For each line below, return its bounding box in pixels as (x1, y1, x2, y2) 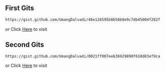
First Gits (5, 4, 34, 12)
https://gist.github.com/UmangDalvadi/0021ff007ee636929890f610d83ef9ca (5, 54, 160, 59)
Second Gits (5, 41, 44, 49)
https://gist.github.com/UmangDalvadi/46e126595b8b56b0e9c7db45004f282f (5, 17, 160, 22)
